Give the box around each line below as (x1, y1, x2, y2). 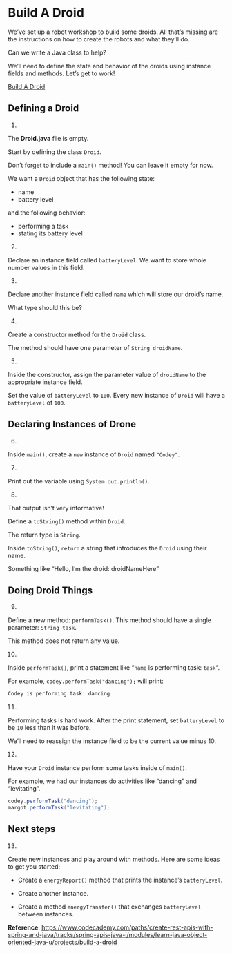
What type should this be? (8, 303, 82, 311)
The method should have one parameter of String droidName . (8, 343, 183, 352)
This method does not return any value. (8, 637, 120, 645)
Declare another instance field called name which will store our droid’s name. (8, 290, 224, 298)
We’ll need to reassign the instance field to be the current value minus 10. (8, 737, 217, 745)
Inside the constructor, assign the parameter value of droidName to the (8, 370, 206, 378)
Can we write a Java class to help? (8, 48, 106, 57)
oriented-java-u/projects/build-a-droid (8, 938, 117, 946)
